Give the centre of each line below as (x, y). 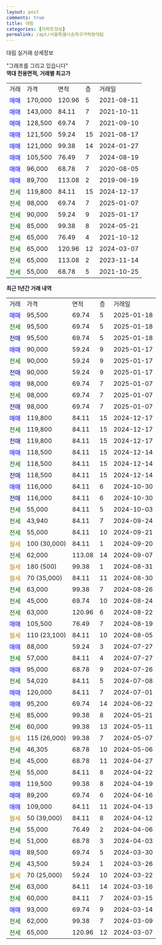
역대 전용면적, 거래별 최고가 (39, 73)
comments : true (25, 18)
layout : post (23, 12)
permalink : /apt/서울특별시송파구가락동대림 (55, 35)
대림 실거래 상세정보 (30, 53)
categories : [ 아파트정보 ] (36, 29)
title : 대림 (20, 23)
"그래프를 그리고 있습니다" (37, 66)
